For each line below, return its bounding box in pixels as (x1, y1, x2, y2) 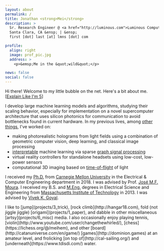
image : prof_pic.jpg (9, 52, 51, 57)
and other (70, 225, 90, 230)
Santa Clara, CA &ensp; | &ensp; (9, 30, 78, 35)
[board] (90, 225, 106, 230)
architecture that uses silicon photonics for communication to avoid (5, 114, 141, 119)
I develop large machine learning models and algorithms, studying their (5, 103, 148, 109)
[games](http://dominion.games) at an (81, 230, 158, 236)
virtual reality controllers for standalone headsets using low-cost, (12, 154, 143, 160)
